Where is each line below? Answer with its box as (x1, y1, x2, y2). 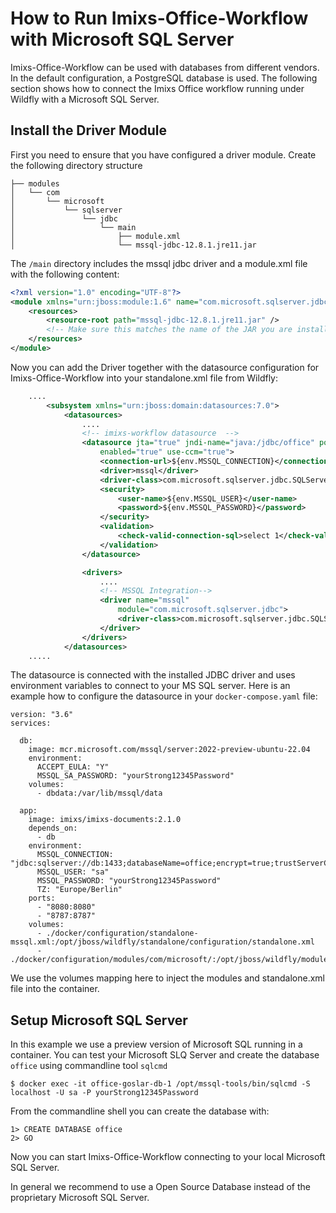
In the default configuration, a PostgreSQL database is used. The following (10, 72, 318, 84)
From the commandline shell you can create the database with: (10, 1105, 270, 1117)
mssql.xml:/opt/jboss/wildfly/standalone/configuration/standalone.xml (10, 937, 315, 947)
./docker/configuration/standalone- (46, 928, 199, 939)
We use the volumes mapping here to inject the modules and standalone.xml (10, 972, 326, 984)
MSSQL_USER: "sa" (36, 867, 110, 877)
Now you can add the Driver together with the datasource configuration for (10, 361, 320, 373)
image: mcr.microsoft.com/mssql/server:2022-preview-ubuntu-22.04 (28, 745, 311, 755)
